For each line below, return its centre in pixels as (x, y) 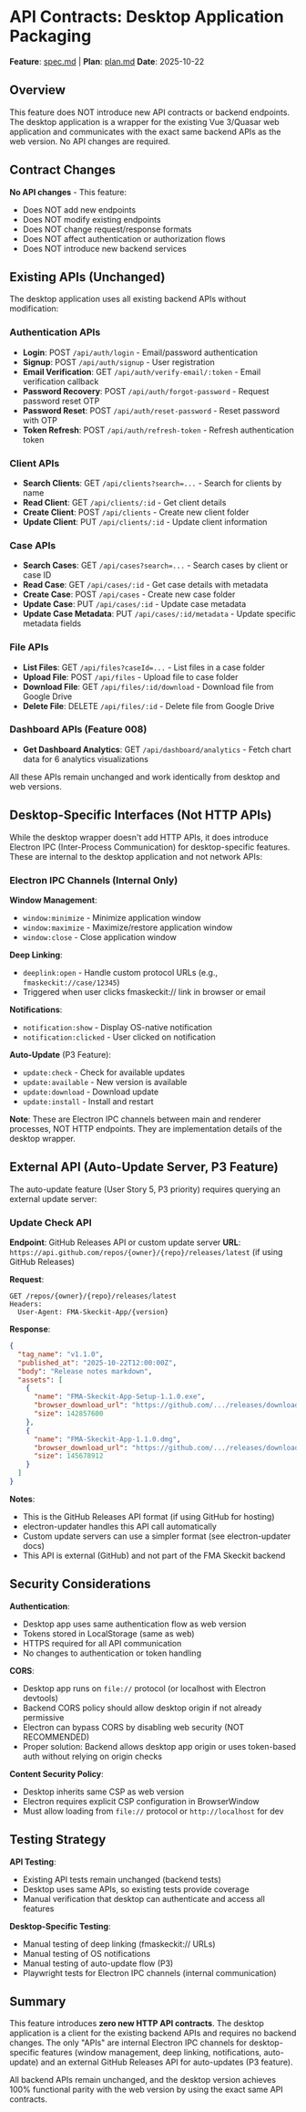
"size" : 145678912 (68, 1456)
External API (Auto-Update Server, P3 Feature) (144, 1167)
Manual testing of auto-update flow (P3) (98, 1963)
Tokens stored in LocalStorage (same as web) (108, 1633)
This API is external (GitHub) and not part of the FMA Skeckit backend (154, 1555)
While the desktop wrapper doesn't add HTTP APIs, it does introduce (139, 837)
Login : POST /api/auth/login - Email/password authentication (140, 352)
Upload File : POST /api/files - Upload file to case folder (130, 676)
